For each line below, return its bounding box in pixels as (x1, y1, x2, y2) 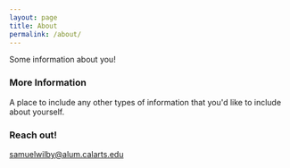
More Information (9, 77, 87, 89)
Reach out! (9, 129, 58, 141)
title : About (9, 21, 58, 30)
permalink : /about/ (9, 29, 82, 38)
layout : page (9, 13, 58, 22)
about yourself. (9, 106, 65, 117)
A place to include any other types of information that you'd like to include (9, 97, 282, 107)
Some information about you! (9, 55, 116, 65)
